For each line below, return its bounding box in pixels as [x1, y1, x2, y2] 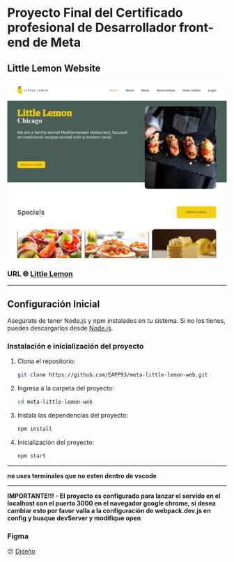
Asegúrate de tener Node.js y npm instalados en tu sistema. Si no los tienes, [7, 317, 226, 325]
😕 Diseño [7, 547, 36, 556]
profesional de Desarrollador [7, 20, 177, 36]
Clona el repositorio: [17, 357, 76, 365]
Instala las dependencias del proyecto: [17, 411, 129, 420]
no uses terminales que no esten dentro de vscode [7, 471, 157, 480]
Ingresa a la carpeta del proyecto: [17, 384, 114, 393]
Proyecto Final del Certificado [7, 5, 183, 21]
